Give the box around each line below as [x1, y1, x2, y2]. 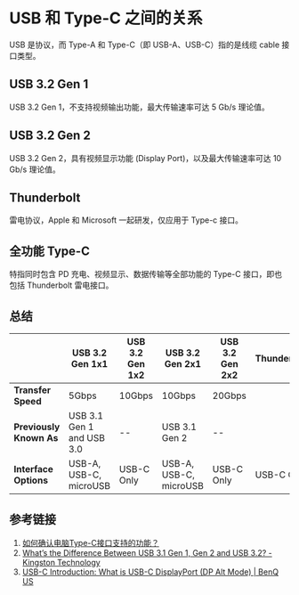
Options [13, 474, 49, 486]
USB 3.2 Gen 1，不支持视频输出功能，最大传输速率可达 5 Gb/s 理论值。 [9, 102, 270, 112]
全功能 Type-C [9, 243, 91, 258]
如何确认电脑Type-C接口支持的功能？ [21, 537, 160, 548]
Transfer [13, 384, 52, 396]
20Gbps [212, 389, 247, 402]
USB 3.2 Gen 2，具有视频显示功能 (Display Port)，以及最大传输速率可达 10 [9, 152, 282, 163]
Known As [13, 432, 59, 444]
